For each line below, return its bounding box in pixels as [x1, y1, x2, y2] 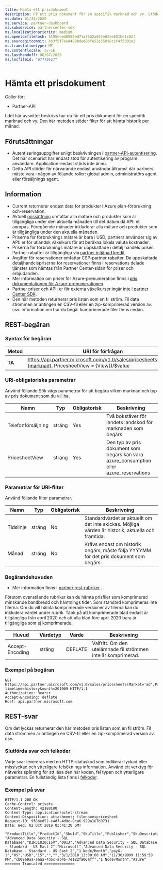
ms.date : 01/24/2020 [5, 16, 47, 21]
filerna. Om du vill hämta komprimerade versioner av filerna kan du [5, 605, 139, 611]
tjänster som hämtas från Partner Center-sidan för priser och [12, 265, 134, 271]
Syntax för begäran [5, 335, 52, 342]
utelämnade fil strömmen [92, 646, 149, 653]
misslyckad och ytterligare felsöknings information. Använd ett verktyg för [5, 764, 153, 770]
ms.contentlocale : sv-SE [5, 48, 55, 53]
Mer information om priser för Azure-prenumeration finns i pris [12, 276, 138, 281]
